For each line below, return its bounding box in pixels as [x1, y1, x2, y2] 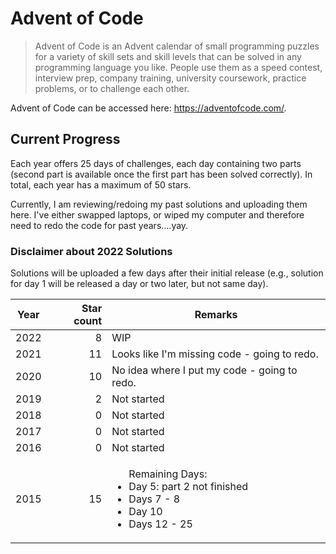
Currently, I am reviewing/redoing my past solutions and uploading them [10, 198, 308, 210]
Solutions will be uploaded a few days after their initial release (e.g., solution [10, 267, 324, 279]
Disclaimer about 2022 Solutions [10, 244, 173, 258]
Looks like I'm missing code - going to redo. [111, 347, 319, 361]
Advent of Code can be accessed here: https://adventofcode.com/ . [10, 102, 287, 114]
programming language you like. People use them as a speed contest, [34, 61, 323, 73]
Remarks [194, 308, 238, 322]
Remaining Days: [128, 467, 208, 481]
